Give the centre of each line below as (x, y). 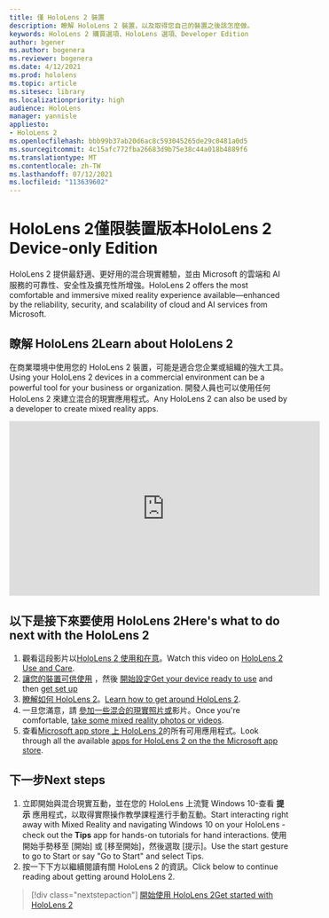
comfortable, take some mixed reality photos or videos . (123, 720)
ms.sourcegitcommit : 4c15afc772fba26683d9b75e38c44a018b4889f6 (129, 149)
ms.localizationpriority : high (67, 100)
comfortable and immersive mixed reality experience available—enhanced (145, 295)
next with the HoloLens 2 (79, 636)
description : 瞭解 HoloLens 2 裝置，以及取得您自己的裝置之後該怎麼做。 (132, 26)
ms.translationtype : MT (53, 157)
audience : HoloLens (45, 108)
